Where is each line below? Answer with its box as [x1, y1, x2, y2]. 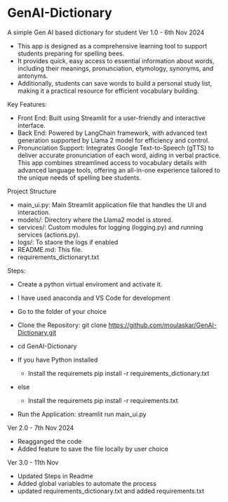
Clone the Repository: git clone [17, 321, 107, 329]
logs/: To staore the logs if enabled [17, 237, 119, 246]
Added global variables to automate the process [17, 479, 156, 487]
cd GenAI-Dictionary [17, 342, 77, 350]
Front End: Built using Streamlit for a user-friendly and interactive [17, 114, 206, 122]
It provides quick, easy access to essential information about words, [17, 56, 215, 65]
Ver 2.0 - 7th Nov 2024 [7, 423, 74, 432]
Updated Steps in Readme [17, 472, 93, 480]
